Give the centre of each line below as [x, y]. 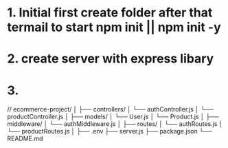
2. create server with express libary [111, 59]
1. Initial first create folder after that [110, 13]
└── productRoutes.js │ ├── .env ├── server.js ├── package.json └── [110, 131]
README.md [25, 138]
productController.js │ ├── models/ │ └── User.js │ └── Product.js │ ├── [113, 117]
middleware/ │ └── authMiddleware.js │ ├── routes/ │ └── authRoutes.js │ [115, 124]
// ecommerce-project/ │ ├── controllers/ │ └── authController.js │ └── [111, 109]
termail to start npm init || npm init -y [114, 27]
